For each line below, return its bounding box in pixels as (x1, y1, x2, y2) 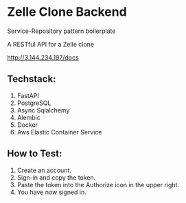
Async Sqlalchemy (16, 106, 70, 114)
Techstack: (7, 73, 56, 85)
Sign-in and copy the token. (16, 173, 96, 182)
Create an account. (16, 166, 72, 174)
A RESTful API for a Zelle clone (7, 40, 95, 48)
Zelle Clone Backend (7, 4, 127, 20)
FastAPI (16, 91, 39, 99)
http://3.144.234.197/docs (7, 53, 79, 62)
